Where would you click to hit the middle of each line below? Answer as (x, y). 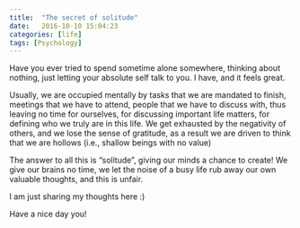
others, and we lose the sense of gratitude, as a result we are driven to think (150, 133)
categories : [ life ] (46, 34)
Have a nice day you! (48, 214)
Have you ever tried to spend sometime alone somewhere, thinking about (145, 68)
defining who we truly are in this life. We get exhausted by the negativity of (148, 124)
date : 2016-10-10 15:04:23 (64, 26)
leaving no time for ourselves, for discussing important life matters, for (140, 114)
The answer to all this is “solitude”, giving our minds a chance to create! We (149, 160)
